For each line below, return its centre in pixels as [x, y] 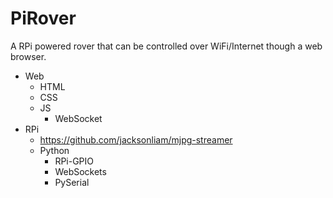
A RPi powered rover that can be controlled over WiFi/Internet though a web [166, 46]
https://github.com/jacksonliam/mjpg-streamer [136, 139]
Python [54, 150]
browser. [28, 56]
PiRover [43, 18]
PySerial [72, 182]
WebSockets [80, 171]
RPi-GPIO [74, 161]
